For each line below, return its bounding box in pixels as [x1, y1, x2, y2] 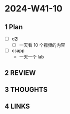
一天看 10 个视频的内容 [19, 42, 65, 48]
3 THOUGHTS [4, 85, 48, 94]
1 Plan [4, 23, 23, 31]
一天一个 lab [19, 54, 44, 60]
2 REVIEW [4, 68, 36, 77]
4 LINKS [4, 102, 30, 111]
